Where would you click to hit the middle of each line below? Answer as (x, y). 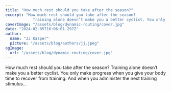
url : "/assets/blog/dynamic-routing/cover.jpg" (62, 53)
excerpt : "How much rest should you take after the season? (71, 15)
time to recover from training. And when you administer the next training (81, 78)
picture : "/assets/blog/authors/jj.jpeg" (55, 43)
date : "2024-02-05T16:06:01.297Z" (42, 29)
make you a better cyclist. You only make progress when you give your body (86, 73)
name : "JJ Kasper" (30, 39)
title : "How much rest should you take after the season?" (69, 10)
